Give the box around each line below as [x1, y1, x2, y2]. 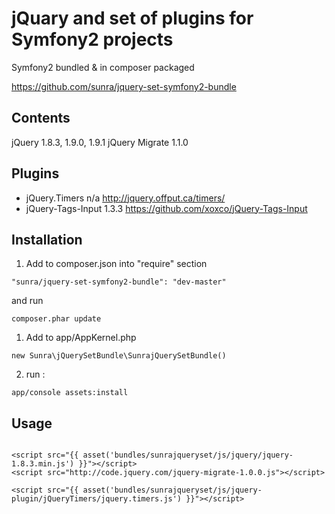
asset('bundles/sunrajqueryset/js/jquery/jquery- [82, 450, 294, 461]
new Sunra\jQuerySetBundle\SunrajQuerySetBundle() [11, 351, 227, 361]
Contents [11, 110, 71, 127]
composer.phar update [11, 314, 102, 324]
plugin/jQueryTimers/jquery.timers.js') [11, 494, 183, 504]
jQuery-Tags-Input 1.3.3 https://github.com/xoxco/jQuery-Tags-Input [25, 202, 308, 214]
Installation [11, 231, 83, 248]
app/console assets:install [11, 388, 129, 398]
